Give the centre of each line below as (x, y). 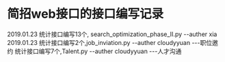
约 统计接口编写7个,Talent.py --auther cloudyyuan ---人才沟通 (94, 51)
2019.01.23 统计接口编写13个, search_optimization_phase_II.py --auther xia (112, 34)
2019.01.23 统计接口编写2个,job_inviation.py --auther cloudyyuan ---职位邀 (113, 42)
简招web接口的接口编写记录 (85, 14)
